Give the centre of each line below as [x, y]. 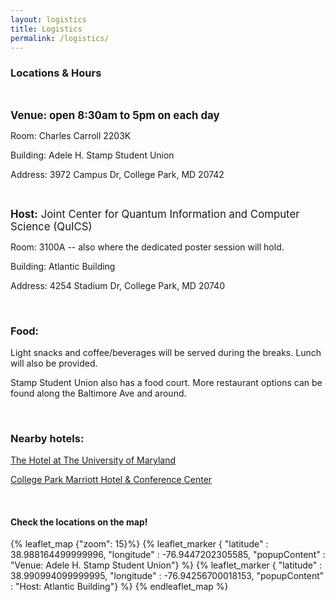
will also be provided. [54, 363]
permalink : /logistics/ [60, 38]
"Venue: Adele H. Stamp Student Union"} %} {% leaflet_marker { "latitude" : [166, 565]
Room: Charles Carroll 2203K [71, 135]
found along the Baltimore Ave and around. [98, 393]
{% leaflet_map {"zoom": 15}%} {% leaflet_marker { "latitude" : [139, 544]
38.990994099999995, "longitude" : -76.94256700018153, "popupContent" [167, 576]
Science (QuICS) [51, 226]
